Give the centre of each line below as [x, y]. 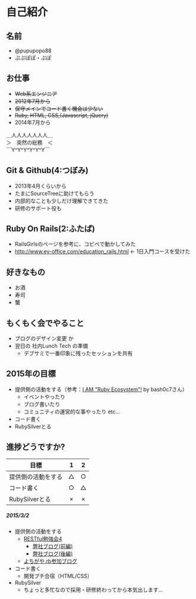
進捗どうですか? [36, 447]
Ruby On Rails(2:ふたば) [51, 229]
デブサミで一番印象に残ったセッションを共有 [78, 353]
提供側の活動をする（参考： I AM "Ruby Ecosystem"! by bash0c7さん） [101, 389]
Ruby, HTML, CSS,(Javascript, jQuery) [61, 115]
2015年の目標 [31, 374]
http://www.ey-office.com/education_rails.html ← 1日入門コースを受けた [102, 252]
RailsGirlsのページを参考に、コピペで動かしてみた [75, 244]
